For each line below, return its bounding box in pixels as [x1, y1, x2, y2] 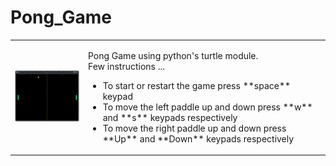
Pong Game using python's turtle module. [87, 49, 259, 61]
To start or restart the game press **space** [102, 79, 292, 91]
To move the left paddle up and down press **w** [102, 101, 313, 113]
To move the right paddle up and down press [102, 122, 287, 134]
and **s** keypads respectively [102, 111, 238, 123]
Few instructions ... [87, 60, 166, 72]
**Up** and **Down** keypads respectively [102, 132, 295, 145]
